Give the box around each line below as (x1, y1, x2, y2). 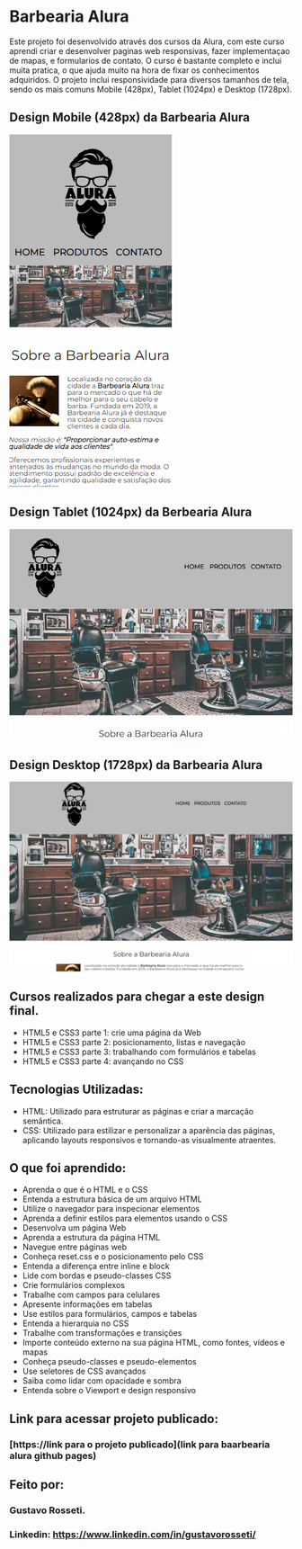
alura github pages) (9, 1449, 97, 1462)
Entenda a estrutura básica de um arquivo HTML (22, 1194, 202, 1204)
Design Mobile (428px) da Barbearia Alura (9, 110, 250, 125)
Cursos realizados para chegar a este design (9, 989, 265, 1005)
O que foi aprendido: (9, 1160, 127, 1176)
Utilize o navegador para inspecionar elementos (22, 1204, 200, 1214)
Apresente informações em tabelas (22, 1299, 153, 1310)
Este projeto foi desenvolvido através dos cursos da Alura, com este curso (9, 36, 285, 47)
